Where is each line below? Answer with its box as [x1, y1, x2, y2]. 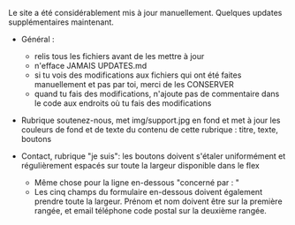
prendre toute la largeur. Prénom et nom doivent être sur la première [34, 196, 284, 206]
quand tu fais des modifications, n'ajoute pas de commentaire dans [34, 88, 280, 99]
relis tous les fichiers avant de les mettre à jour [34, 51, 205, 61]
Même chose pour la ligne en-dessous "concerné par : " [34, 177, 239, 188]
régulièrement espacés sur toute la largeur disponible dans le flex [20, 161, 260, 170]
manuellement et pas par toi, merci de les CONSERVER [34, 79, 235, 89]
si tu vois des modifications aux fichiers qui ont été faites [34, 70, 242, 80]
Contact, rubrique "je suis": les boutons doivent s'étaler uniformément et [20, 151, 286, 161]
